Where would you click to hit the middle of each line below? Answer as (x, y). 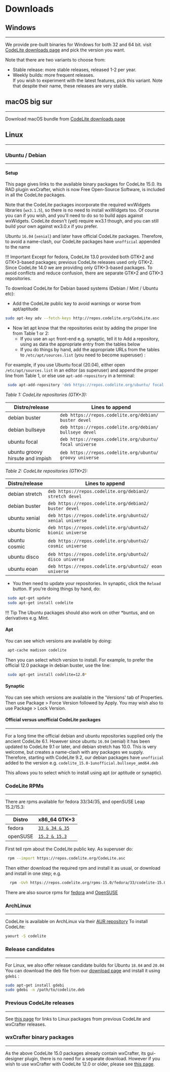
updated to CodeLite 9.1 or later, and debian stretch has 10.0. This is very (81, 746)
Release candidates (30, 950)
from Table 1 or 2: (31, 333)
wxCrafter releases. (26, 1024)
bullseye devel (78, 432)
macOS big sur (29, 102)
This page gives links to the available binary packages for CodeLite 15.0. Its (83, 184)
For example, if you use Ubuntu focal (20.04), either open (65, 365)
